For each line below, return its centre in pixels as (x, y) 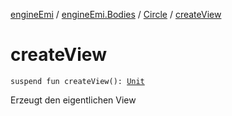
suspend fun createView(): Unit (77, 81)
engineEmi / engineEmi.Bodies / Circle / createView (116, 14)
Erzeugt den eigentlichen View (73, 100)
